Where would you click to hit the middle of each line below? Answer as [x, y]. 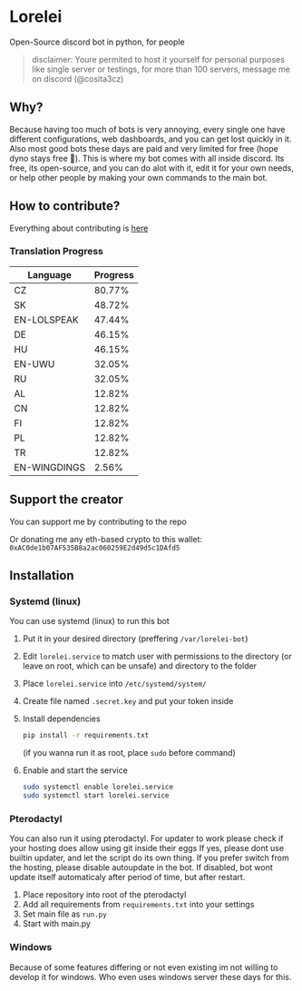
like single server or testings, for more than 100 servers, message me [161, 69]
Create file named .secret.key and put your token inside [128, 701]
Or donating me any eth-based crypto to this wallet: [106, 539]
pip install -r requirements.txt [86, 736]
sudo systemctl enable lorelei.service [98, 788]
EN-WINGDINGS [50, 467]
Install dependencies [62, 718]
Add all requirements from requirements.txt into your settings [138, 905]
